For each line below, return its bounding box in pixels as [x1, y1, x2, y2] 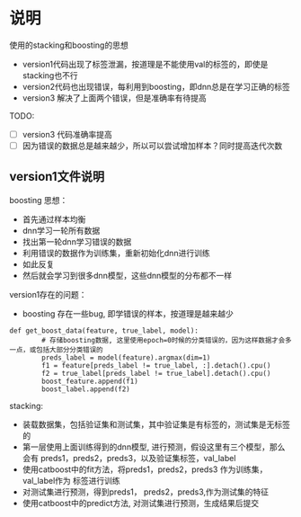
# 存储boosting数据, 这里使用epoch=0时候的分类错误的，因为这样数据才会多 [41, 335, 292, 344]
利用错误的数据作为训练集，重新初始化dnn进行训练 [22, 247, 210, 258]
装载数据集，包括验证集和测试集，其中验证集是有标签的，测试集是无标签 [22, 419, 290, 430]
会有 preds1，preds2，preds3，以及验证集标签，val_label [22, 452, 236, 463]
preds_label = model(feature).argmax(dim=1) [41, 352, 211, 362]
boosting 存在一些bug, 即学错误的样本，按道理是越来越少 [22, 308, 234, 319]
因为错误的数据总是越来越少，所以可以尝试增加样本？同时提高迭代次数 [22, 140, 283, 151]
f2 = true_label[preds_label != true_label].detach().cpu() [41, 369, 271, 378]
